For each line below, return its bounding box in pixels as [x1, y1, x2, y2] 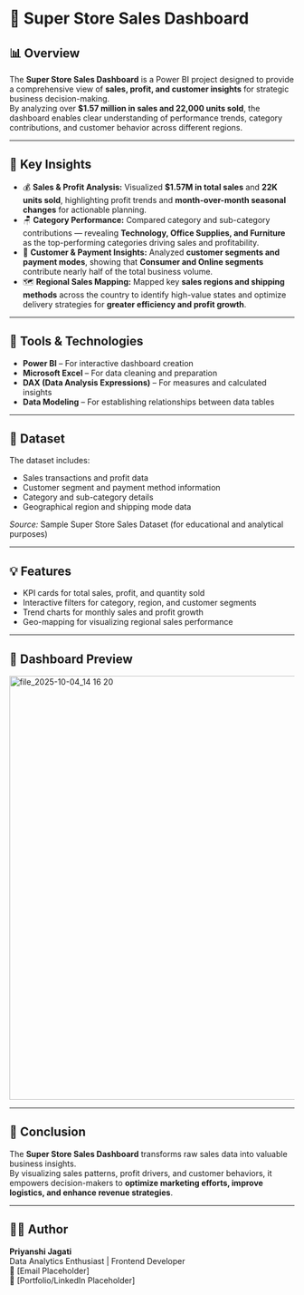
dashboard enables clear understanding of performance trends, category [9, 112, 283, 123]
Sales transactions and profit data [22, 472, 149, 483]
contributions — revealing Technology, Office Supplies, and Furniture [22, 227, 286, 239]
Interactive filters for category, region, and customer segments [22, 598, 257, 609]
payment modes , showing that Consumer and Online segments [22, 256, 264, 267]
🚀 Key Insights [9, 157, 92, 172]
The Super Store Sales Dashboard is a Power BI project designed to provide [9, 74, 294, 84]
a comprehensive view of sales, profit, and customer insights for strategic [9, 83, 290, 94]
